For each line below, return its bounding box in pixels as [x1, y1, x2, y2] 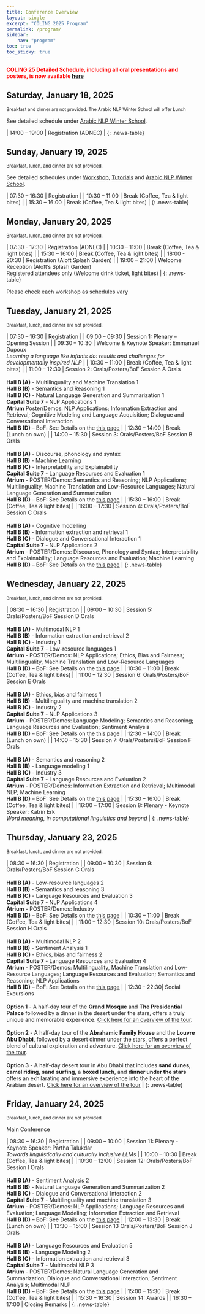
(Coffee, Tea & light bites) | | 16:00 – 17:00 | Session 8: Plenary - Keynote [6, 802, 190, 809]
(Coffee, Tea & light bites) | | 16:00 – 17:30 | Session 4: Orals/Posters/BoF [6, 503, 191, 509]
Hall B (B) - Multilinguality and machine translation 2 [6, 697, 138, 705]
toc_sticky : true [6, 49, 51, 55]
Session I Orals [6, 1164, 45, 1171]
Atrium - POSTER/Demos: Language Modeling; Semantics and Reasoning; [6, 716, 194, 724]
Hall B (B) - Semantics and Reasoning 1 [6, 385, 105, 392]
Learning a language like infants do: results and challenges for [6, 352, 165, 360]
